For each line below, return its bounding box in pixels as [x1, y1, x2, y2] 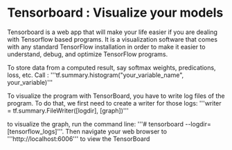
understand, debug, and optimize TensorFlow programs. [7, 50, 168, 58]
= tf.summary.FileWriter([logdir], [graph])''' [7, 106, 130, 115]
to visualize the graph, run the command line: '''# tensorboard [7, 119, 184, 128]
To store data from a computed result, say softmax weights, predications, [7, 63, 216, 72]
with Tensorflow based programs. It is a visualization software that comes [7, 35, 218, 43]
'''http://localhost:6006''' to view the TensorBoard [7, 134, 150, 143]
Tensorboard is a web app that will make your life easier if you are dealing [7, 28, 218, 36]
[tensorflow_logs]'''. [7, 127, 64, 135]
